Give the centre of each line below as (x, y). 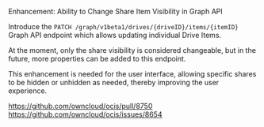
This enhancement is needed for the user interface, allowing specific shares (132, 74)
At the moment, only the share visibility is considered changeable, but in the (132, 50)
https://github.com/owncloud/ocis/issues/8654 (85, 114)
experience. (28, 91)
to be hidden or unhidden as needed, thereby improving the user (114, 82)
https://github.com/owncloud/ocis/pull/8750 (80, 106)
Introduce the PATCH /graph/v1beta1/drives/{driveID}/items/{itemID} (124, 26)
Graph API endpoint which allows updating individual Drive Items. (115, 35)
